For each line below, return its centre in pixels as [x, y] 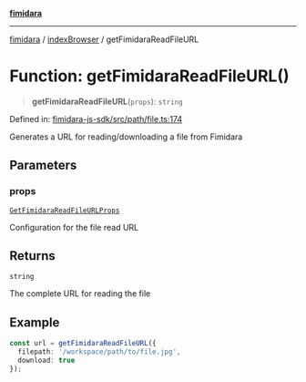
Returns [33, 256]
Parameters [43, 165]
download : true [46, 360]
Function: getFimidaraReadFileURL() [149, 76]
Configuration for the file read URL [74, 227]
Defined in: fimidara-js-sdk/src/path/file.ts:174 [96, 119]
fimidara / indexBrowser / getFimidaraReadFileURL [104, 39]
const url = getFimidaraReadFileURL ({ [83, 344]
